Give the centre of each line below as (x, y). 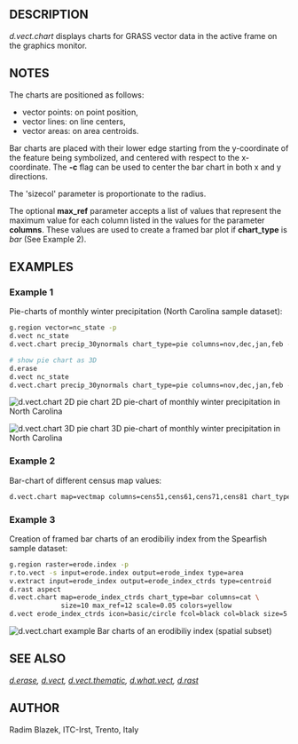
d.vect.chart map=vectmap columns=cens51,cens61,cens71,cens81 (129, 496)
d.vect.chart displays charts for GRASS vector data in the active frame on (143, 36)
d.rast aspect (35, 590)
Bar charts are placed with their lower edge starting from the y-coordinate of (149, 148)
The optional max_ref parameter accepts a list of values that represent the (145, 210)
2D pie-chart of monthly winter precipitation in (196, 402)
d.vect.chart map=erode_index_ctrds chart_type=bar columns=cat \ (134, 598)
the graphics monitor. (48, 45)
